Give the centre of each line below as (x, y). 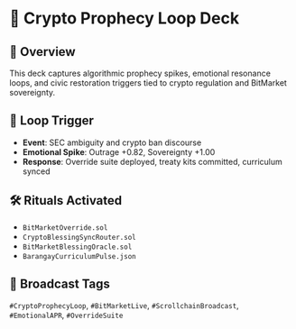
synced (37, 171)
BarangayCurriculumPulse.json (79, 256)
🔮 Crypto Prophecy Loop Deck (125, 18)
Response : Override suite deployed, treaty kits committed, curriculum (152, 161)
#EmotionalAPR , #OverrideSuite (66, 315)
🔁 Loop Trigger (52, 121)
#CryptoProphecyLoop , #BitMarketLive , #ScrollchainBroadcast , (124, 306)
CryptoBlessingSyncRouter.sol (79, 237)
